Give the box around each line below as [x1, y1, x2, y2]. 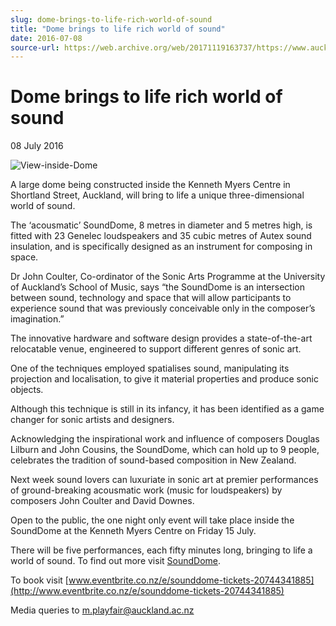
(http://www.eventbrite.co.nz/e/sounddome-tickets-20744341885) [10, 585, 285, 597]
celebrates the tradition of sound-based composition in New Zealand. [10, 454, 297, 466]
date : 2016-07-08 [10, 33, 83, 43]
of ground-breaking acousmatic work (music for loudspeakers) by [10, 484, 283, 496]
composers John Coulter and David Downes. [10, 495, 195, 507]
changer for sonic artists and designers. [10, 414, 175, 426]
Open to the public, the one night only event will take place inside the [10, 514, 295, 526]
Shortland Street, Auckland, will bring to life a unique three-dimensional [10, 189, 305, 201]
